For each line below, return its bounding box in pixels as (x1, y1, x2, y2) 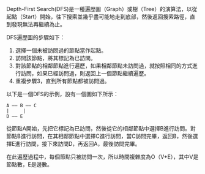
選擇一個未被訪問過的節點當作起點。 (15, 47, 107, 54)
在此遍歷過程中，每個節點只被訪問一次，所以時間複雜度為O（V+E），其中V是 (6, 153, 199, 161)
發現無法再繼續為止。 (11, 21, 65, 28)
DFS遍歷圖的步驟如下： (6, 34, 65, 41)
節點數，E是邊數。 (6, 161, 53, 168)
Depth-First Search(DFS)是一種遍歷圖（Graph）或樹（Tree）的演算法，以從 (6, 6, 198, 12)
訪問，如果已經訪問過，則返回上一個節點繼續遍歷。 (20, 70, 150, 77)
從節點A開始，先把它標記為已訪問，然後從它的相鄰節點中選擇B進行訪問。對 (6, 125, 196, 132)
